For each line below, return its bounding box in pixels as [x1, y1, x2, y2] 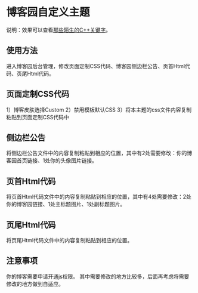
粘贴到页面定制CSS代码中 [6, 113, 70, 121]
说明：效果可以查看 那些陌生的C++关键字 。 [6, 26, 112, 33]
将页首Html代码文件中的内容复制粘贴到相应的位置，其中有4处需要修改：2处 [6, 193, 192, 201]
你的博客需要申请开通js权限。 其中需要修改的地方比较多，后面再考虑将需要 [6, 273, 190, 280]
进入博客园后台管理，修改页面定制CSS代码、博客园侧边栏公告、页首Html [6, 62, 185, 69]
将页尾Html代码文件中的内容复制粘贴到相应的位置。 [6, 237, 133, 243]
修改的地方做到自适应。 [6, 280, 64, 287]
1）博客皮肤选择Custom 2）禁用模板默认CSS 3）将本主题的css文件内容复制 [6, 106, 192, 113]
